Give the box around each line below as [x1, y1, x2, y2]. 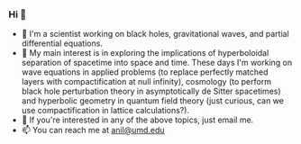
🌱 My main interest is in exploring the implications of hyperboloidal [21, 48, 269, 58]
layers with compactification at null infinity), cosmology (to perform [21, 76, 272, 87]
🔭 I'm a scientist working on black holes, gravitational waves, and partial [21, 29, 289, 40]
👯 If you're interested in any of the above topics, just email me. [21, 114, 254, 125]
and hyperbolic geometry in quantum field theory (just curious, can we [21, 95, 285, 106]
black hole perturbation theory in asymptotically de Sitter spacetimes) [21, 85, 281, 97]
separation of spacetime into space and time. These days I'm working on [21, 58, 293, 68]
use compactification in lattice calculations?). [21, 105, 190, 116]
